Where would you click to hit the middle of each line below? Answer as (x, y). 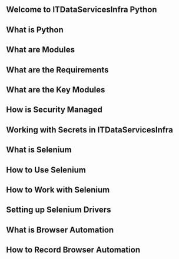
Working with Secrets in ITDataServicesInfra (90, 130)
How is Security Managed (54, 110)
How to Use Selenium (46, 170)
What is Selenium (39, 150)
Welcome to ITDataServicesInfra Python (82, 10)
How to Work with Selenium (58, 190)
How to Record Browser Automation (73, 250)
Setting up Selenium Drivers (59, 210)
